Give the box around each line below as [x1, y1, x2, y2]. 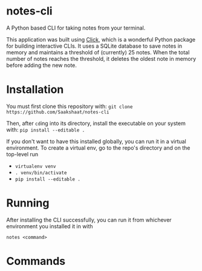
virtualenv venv [15, 163, 56, 170]
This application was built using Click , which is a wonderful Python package [6, 36, 195, 43]
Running [6, 196, 50, 210]
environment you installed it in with [6, 222, 93, 230]
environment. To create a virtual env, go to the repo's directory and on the [6, 144, 191, 151]
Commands [6, 255, 66, 268]
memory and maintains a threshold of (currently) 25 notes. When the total [6, 48, 190, 56]
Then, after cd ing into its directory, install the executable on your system [6, 120, 186, 127]
